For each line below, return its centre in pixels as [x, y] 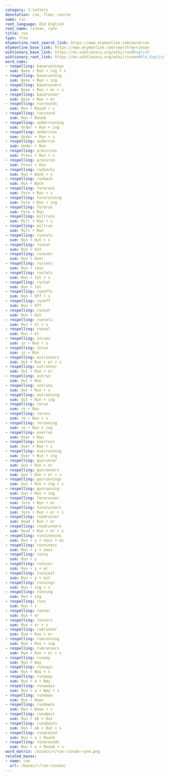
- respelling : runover [29, 254]
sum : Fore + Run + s [31, 193]
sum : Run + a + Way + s [34, 690]
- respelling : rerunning [31, 423]
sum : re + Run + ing [31, 428]
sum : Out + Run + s [30, 390]
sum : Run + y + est [30, 578]
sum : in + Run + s [29, 343]
